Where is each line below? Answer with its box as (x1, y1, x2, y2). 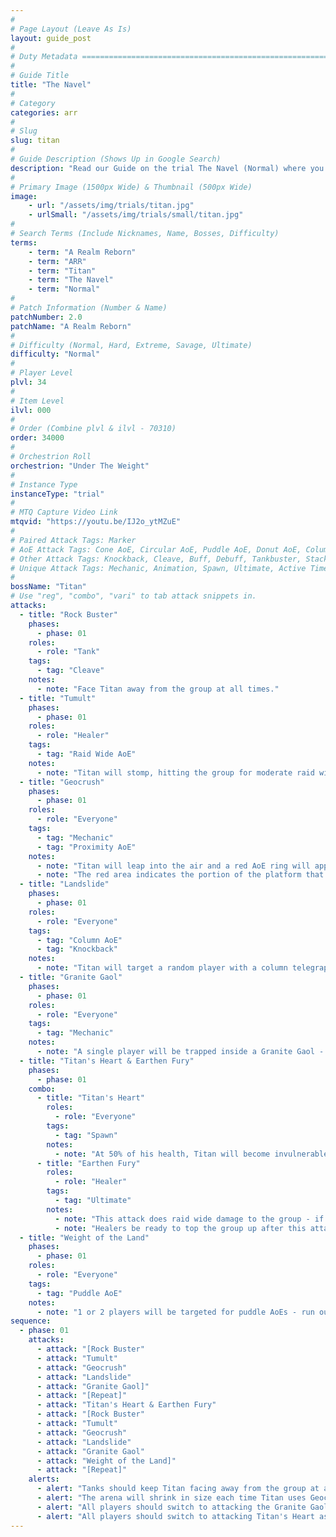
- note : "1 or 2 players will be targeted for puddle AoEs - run (36, 1307, 315, 1317)
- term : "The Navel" (28, 275, 114, 285)
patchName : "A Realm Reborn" (10, 321, 132, 331)
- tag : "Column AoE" (36, 935, 123, 945)
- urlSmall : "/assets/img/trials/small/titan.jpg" (28, 210, 244, 220)
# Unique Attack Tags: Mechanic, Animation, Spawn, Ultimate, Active (10, 563, 307, 573)
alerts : (28, 1474, 60, 1485)
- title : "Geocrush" (19, 777, 105, 787)
